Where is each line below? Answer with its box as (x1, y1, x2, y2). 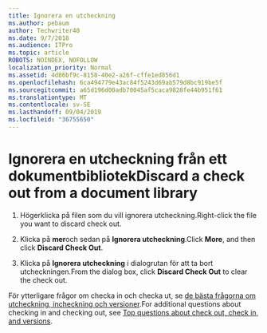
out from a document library (8, 184, 198, 202)
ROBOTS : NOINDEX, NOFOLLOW (8, 57, 98, 65)
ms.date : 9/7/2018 (8, 34, 69, 42)
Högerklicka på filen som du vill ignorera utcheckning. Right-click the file (19, 210, 257, 220)
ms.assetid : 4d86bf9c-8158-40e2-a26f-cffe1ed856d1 (8, 71, 180, 79)
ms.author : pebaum (8, 19, 69, 27)
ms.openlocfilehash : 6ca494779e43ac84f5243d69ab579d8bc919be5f (8, 78, 223, 86)
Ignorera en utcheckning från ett (8, 150, 228, 168)
